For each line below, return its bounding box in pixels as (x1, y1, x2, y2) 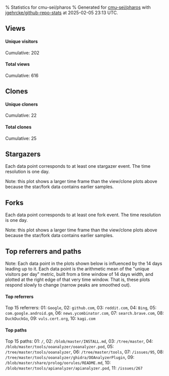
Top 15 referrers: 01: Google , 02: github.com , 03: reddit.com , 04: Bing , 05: (5, 305, 157, 311)
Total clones (5, 124, 32, 130)
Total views (5, 61, 30, 67)
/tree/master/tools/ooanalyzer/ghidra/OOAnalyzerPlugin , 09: (5, 354, 135, 360)
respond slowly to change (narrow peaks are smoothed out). (5, 282, 131, 288)
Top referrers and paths (5, 247, 82, 256)
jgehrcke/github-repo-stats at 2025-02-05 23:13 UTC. (5, 10, 119, 16)
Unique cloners (5, 101, 38, 107)
